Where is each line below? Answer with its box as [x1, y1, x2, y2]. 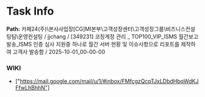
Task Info [6, 4, 54, 18]
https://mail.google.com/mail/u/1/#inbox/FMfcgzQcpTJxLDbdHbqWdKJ [20, 77, 199, 85]
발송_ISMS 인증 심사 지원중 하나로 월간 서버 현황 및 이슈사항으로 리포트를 [6, 40, 180, 48]
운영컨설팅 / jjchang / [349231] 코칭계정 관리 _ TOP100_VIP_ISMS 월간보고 [18, 32, 199, 40]
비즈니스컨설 [165, 25, 196, 32]
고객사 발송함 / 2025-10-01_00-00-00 [12, 48, 106, 56]
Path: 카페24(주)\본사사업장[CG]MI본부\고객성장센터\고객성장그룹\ [6, 25, 166, 32]
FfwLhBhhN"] [15, 84, 50, 92]
